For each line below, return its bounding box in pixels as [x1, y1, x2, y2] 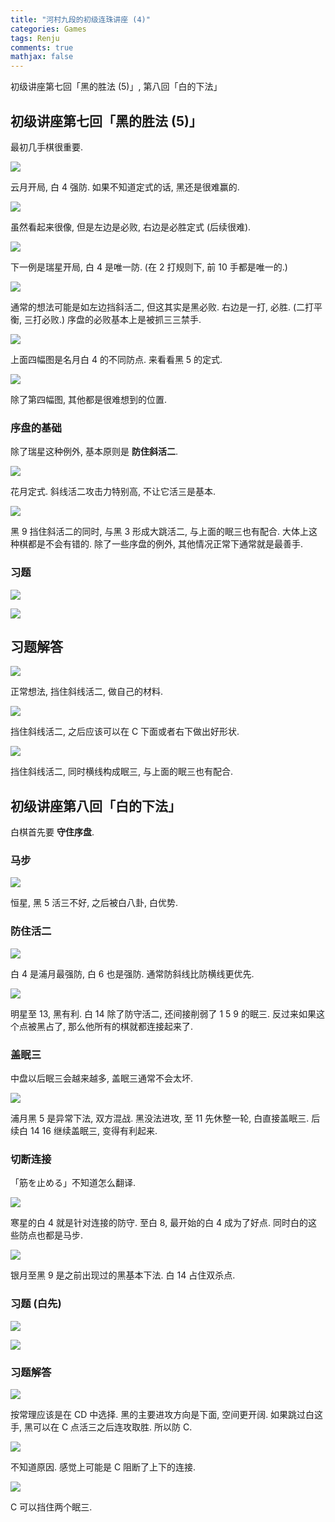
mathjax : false [10, 52, 74, 62]
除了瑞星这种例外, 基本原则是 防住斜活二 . [10, 446, 178, 458]
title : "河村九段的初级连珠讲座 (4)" [10, 14, 151, 25]
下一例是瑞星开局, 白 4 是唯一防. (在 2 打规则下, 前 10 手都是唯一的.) [10, 261, 288, 273]
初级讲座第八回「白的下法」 [10, 797, 182, 815]
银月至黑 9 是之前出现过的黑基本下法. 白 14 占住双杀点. [10, 1269, 236, 1281]
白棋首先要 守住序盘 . [10, 826, 95, 838]
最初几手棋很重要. [10, 141, 84, 153]
